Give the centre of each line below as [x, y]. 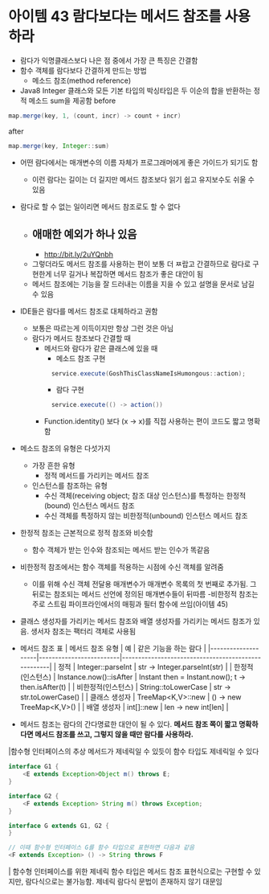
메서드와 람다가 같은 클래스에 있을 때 [101, 348]
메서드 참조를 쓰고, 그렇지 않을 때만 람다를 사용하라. [114, 734]
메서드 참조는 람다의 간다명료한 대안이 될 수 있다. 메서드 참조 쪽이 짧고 [128, 724]
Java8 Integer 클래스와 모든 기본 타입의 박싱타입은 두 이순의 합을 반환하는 [136, 90]
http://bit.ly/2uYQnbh [79, 254]
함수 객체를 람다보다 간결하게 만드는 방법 [83, 70]
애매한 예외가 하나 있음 [84, 234]
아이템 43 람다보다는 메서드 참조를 [115, 16]
